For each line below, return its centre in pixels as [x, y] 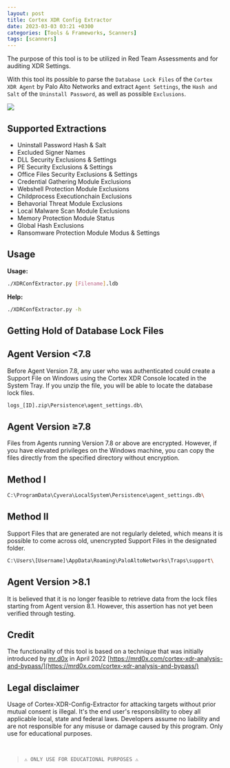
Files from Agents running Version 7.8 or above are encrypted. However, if [112, 443]
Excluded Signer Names [51, 152]
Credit [21, 635]
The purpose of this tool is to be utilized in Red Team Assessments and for [113, 58]
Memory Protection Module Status [66, 218]
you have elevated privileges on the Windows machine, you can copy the [111, 451]
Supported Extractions [57, 128]
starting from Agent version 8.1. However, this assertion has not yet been [110, 606]
